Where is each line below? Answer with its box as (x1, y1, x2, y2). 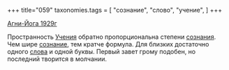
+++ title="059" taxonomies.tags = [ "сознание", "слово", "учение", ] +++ (7, 6, 222, 14)
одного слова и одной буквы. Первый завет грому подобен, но (7, 48, 196, 55)
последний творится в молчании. (7, 55, 107, 63)
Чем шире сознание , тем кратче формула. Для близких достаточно (7, 40, 209, 48)
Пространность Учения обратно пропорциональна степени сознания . (7, 33, 216, 41)
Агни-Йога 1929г (7, 19, 57, 27)
